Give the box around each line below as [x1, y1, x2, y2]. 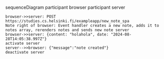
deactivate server [5, 50, 45, 55]
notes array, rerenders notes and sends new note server [5, 27, 130, 33]
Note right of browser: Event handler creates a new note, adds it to [5, 23, 159, 28]
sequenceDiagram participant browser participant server [5, 5, 126, 10]
